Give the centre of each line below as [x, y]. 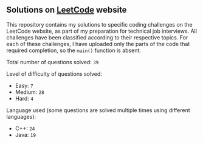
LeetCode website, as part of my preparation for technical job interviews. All [102, 31]
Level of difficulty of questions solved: [54, 74]
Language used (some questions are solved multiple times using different [98, 110]
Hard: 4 [24, 98]
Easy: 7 [24, 85]
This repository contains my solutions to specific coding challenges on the [99, 24]
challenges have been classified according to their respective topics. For [97, 37]
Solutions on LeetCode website [67, 10]
